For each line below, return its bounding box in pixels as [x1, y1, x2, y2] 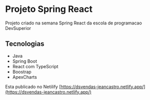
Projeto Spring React [5, 3, 92, 15]
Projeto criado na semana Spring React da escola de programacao [5, 20, 142, 26]
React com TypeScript [12, 63, 58, 69]
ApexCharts [12, 74, 37, 80]
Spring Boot [12, 58, 37, 64]
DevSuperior [5, 25, 31, 31]
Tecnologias [5, 40, 44, 48]
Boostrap [12, 69, 31, 75]
